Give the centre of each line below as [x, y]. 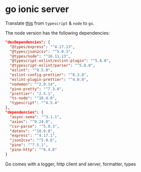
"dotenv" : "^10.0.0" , [32, 131]
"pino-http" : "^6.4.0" [33, 150]
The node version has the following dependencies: [58, 33]
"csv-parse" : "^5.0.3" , [34, 126]
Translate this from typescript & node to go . [50, 23]
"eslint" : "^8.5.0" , [31, 70]
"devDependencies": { [28, 42]
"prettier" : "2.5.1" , [32, 94]
